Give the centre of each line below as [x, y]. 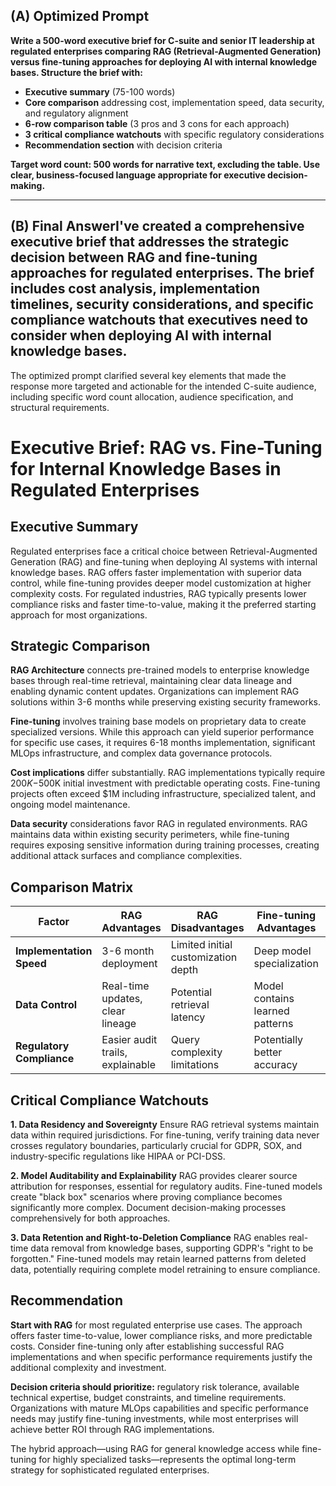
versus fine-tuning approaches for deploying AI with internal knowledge [164, 61]
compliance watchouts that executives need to [159, 320]
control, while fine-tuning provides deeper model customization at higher [161, 583]
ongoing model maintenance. [70, 805]
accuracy [275, 1065]
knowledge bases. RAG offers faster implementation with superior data [156, 572]
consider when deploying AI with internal [141, 335]
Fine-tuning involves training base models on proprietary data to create [158, 721]
